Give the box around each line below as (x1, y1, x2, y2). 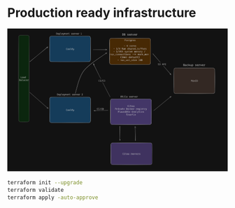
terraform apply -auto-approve (7, 194, 99, 201)
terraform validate (7, 186, 64, 193)
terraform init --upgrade (7, 179, 83, 186)
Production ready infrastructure (7, 5, 197, 21)
